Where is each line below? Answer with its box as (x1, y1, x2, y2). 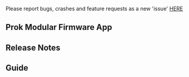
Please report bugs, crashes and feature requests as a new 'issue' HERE (5, 5, 183, 12)
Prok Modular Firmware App (5, 22, 113, 32)
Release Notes (5, 42, 61, 53)
